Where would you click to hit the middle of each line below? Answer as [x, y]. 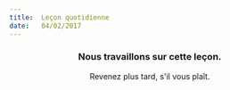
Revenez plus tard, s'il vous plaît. [150, 76]
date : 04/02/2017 [45, 26]
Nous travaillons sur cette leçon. [150, 57]
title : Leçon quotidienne [59, 17]
